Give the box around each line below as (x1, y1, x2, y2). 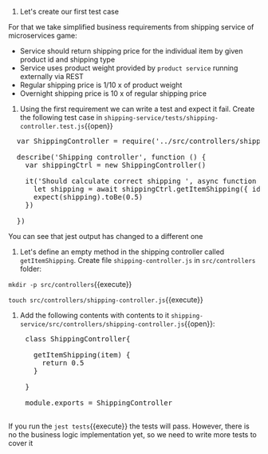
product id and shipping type (19, 55, 116, 64)
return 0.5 (41, 359, 85, 367)
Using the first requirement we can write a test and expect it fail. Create (19, 104, 255, 113)
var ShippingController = (16, 137, 118, 145)
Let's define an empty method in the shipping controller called (19, 247, 225, 257)
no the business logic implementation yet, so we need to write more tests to (8, 430, 258, 439)
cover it (8, 439, 33, 448)
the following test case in (19, 113, 103, 122)
